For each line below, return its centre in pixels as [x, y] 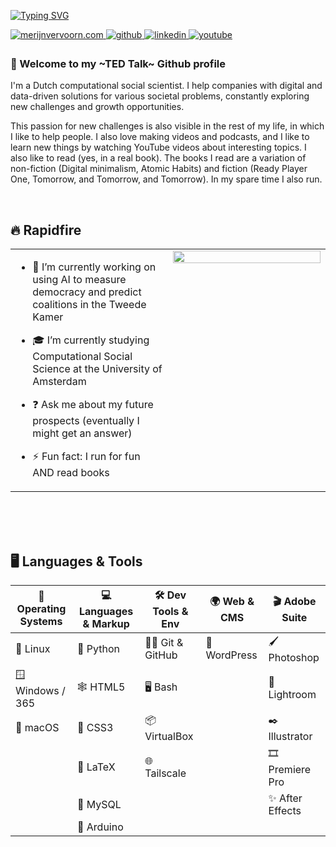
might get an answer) [82, 433]
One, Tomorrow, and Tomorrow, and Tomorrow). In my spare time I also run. [166, 179]
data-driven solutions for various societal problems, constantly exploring [160, 96]
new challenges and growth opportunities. [97, 107]
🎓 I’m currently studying [91, 340]
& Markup [106, 623]
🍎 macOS [37, 728]
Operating [41, 609]
